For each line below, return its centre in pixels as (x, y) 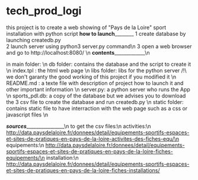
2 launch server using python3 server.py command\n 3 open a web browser (99, 46)
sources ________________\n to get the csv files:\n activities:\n (79, 126)
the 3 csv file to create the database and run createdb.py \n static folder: (95, 102)
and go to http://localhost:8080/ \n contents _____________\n (78, 52)
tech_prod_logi (44, 11)
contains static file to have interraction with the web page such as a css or (97, 108)
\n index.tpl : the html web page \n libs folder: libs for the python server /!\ (96, 70)
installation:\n (62, 157)
